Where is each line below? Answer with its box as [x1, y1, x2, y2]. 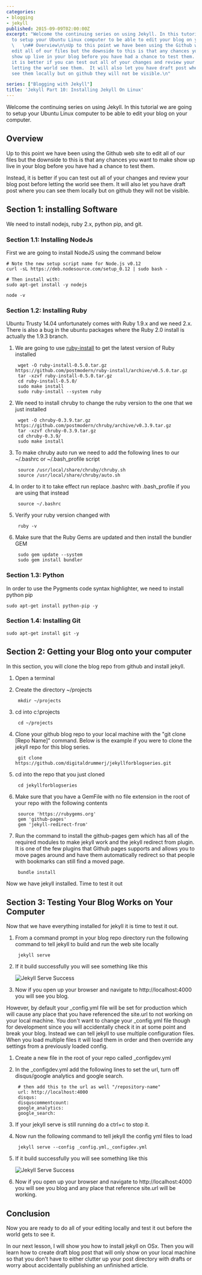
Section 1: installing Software [6, 204, 118, 214]
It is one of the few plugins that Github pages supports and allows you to [14, 844, 195, 852]
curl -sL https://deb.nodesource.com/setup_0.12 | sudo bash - [6, 266, 168, 272]
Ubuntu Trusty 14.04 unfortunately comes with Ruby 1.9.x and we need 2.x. [6, 320, 192, 327]
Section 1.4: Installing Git [6, 617, 81, 625]
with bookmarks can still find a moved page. [14, 858, 125, 865]
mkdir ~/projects [17, 697, 61, 703]
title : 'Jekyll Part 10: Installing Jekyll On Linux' [6, 87, 144, 93]
